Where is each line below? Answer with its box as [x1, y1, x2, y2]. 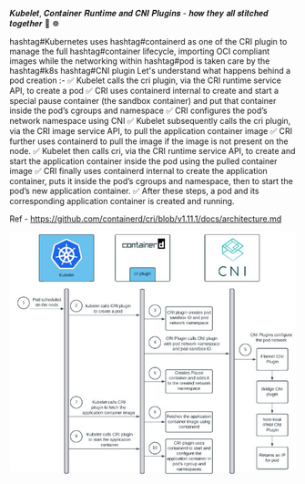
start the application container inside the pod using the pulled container [9, 156, 278, 167]
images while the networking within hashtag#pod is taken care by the [9, 56, 270, 67]
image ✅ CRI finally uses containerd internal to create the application [9, 166, 269, 176]
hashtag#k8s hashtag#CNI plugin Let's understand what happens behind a [9, 66, 291, 76]
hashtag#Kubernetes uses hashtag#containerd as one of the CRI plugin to [9, 36, 288, 46]
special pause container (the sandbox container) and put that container [9, 96, 277, 106]
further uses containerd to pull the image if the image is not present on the [9, 136, 289, 147]
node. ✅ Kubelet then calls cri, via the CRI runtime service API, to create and [9, 146, 296, 156]
